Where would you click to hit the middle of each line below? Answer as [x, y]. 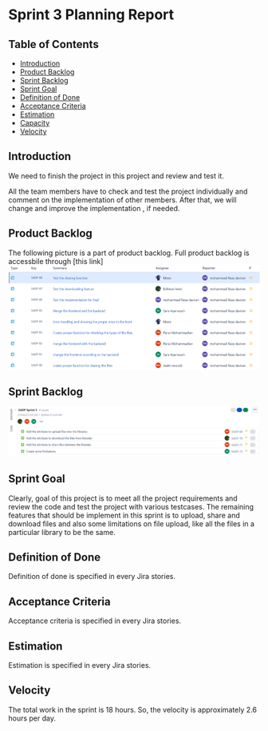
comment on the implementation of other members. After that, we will [122, 200]
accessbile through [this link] [56, 261]
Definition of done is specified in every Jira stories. [92, 577]
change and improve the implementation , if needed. [94, 208]
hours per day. [32, 718]
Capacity [35, 123]
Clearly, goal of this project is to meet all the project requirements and [123, 498]
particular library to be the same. [62, 532]
